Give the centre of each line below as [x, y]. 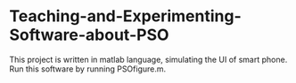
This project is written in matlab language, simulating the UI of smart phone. [148, 59]
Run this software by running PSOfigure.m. [88, 69]
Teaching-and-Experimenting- [126, 16]
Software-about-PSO [89, 35]
